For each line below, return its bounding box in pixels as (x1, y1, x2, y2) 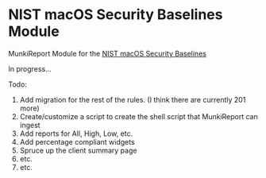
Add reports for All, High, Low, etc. (19, 129, 133, 138)
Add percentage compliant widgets (19, 137, 135, 146)
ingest (19, 120, 41, 130)
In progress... (8, 64, 52, 73)
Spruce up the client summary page (19, 145, 137, 155)
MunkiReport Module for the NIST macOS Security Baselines (8, 48, 206, 58)
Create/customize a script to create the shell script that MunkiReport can (19, 111, 258, 121)
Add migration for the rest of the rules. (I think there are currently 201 (19, 95, 246, 104)
